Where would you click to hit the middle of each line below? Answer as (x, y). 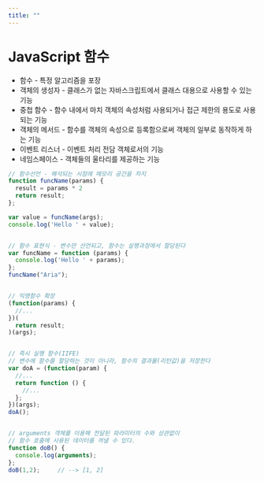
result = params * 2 (49, 189)
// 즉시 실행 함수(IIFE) (44, 354)
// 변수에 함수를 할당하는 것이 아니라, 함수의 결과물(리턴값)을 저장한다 (110, 361)
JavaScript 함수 (59, 57)
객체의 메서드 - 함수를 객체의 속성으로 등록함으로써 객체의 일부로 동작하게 (132, 129)
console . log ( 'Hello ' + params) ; (70, 261)
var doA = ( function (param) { (58, 368)
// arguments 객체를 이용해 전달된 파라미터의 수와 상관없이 (94, 434)
